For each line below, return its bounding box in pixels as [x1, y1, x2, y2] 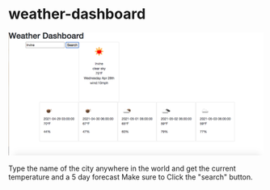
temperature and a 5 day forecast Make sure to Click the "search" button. [8, 172, 253, 182]
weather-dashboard [8, 5, 146, 23]
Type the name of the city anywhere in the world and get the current [8, 163, 236, 174]
